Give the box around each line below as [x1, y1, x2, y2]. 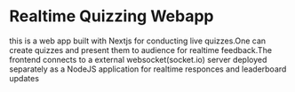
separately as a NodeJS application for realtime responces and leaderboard [9, 64, 287, 74]
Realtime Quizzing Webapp [9, 6, 214, 27]
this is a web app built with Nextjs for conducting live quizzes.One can [9, 35, 267, 46]
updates [9, 73, 40, 83]
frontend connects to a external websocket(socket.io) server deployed [9, 54, 267, 65]
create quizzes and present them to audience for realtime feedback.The [9, 44, 273, 55]
